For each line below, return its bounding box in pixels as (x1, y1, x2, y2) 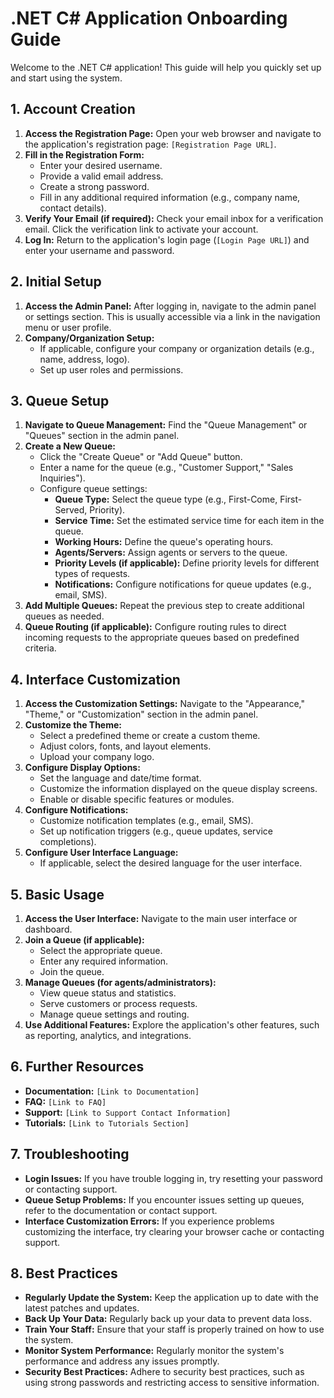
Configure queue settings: (39, 483, 148, 495)
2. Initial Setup (10, 273, 102, 291)
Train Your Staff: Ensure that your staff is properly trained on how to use (24, 1323, 325, 1336)
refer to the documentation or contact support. (24, 1204, 218, 1216)
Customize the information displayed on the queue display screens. (39, 783, 318, 795)
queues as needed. (24, 610, 105, 622)
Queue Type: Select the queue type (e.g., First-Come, (54, 493, 278, 506)
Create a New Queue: (24, 440, 116, 452)
